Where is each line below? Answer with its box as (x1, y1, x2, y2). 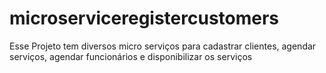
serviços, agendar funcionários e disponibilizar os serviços (9, 50, 253, 62)
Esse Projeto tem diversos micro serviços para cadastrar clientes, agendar (9, 40, 317, 52)
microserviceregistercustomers (9, 7, 280, 30)
